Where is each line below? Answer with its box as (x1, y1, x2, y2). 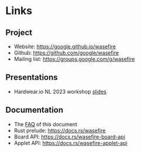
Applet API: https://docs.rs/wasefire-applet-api (13, 139, 128, 146)
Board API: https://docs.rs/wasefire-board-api (13, 133, 125, 140)
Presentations (5, 72, 58, 83)
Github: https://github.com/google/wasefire (13, 49, 119, 56)
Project (5, 28, 33, 38)
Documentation (5, 105, 64, 115)
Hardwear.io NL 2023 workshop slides (13, 88, 106, 95)
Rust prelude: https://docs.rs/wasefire (13, 127, 106, 134)
